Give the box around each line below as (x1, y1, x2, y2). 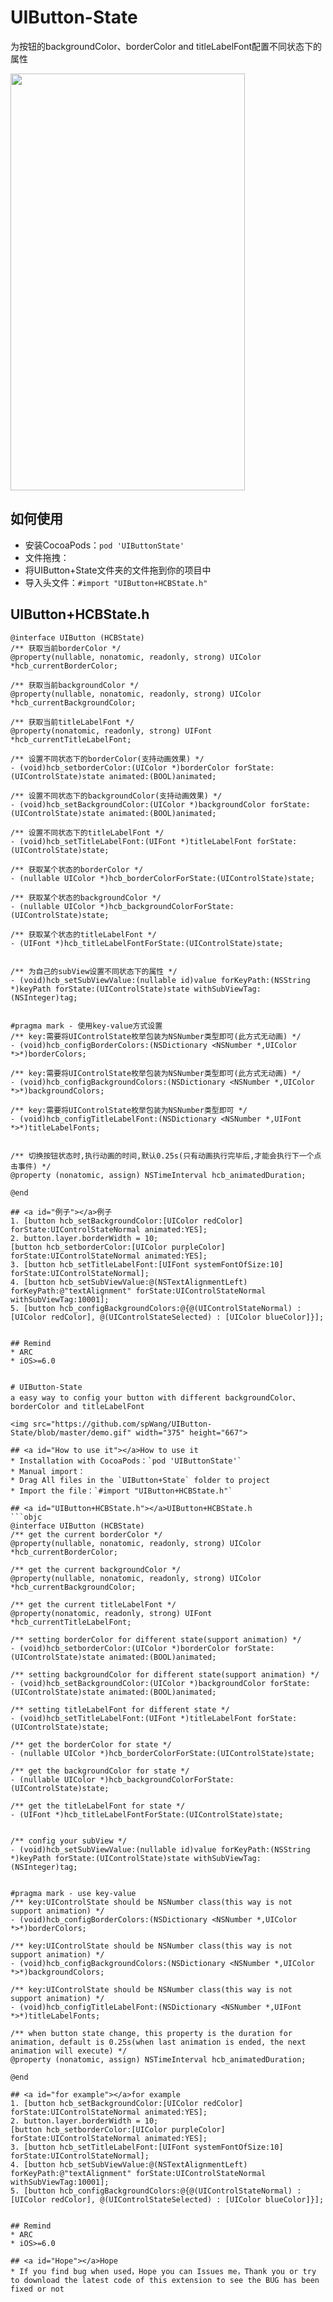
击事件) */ (10, 1161, 52, 1171)
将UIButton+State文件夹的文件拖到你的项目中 (24, 564, 212, 576)
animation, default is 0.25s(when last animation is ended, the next (10, 2037, 307, 2047)
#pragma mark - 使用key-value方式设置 (10, 1021, 163, 1031)
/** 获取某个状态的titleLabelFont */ (10, 929, 157, 940)
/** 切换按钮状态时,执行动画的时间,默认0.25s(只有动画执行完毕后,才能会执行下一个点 (10, 1151, 322, 1161)
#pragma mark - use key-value (10, 1888, 137, 1898)
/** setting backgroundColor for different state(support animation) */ (10, 1669, 320, 1680)
